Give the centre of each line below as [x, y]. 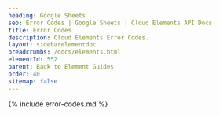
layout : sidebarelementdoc [52, 45]
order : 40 [24, 74]
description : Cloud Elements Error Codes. [79, 37]
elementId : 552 [33, 60]
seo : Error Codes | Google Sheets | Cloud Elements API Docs [110, 23]
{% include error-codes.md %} [58, 104]
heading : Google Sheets [47, 15]
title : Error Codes [40, 30]
